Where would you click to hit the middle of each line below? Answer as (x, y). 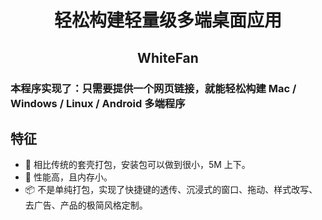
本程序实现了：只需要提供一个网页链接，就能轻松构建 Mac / (153, 88)
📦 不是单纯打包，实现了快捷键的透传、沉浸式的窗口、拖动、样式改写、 (171, 190)
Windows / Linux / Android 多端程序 (98, 103)
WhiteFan (168, 57)
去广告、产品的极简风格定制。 (86, 205)
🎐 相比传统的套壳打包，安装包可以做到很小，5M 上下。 (137, 165)
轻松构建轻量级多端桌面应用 (167, 20)
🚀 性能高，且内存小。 (68, 177)
